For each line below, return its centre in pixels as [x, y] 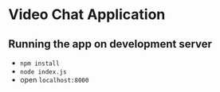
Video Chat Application [87, 15]
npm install [39, 63]
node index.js [43, 72]
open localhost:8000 [54, 80]
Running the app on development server [110, 44]
